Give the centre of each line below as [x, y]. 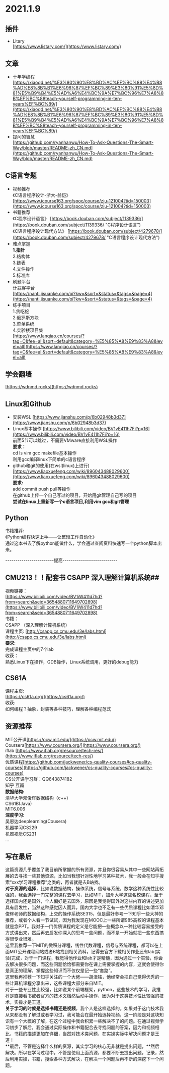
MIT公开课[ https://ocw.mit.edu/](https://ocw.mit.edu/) [61, 739]
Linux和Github [28, 404]
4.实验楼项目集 [28, 330]
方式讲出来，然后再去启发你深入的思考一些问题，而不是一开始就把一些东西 [82, 933]
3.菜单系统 [23, 324]
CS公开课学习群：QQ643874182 [39, 779]
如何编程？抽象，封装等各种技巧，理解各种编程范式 [58, 709]
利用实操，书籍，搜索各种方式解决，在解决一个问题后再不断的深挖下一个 [84, 1059]
